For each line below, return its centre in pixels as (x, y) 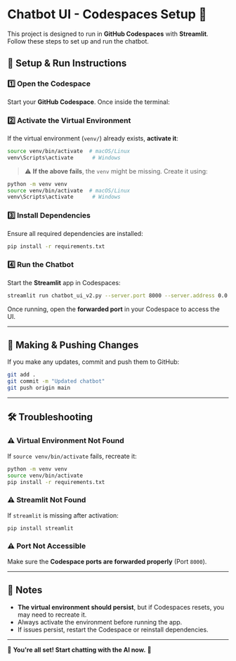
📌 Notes (25, 590)
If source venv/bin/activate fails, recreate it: (72, 456)
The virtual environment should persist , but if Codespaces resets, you (121, 607)
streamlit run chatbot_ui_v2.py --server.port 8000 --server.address (111, 295)
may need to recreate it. (52, 615)
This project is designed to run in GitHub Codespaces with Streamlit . (108, 34)
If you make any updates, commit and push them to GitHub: (93, 362)
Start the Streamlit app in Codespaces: (64, 282)
